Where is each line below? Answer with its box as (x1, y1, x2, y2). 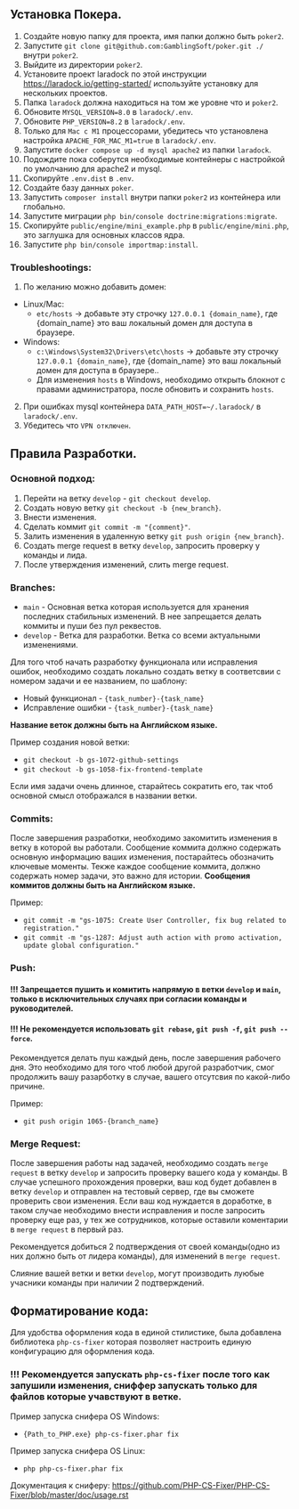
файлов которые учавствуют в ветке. (10, 1391, 182, 1403)
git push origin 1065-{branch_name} (22, 1117, 159, 1126)
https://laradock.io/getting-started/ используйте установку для (22, 77, 259, 88)
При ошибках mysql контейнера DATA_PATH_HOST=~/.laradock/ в (22, 401, 262, 412)
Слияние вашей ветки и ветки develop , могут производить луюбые (10, 1268, 265, 1279)
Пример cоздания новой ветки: (10, 737, 130, 747)
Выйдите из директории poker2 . (22, 59, 143, 69)
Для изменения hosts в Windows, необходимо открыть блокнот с (36, 374, 286, 386)
